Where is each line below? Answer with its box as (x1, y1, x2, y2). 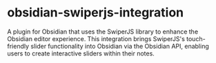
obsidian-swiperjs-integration (7, 5, 184, 21)
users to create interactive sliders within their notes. (7, 49, 155, 58)
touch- (186, 34, 206, 42)
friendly (7, 42, 30, 50)
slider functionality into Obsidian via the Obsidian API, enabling (30, 42, 209, 50)
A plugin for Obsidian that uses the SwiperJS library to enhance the (7, 27, 199, 36)
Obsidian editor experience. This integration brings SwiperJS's (7, 34, 185, 42)
